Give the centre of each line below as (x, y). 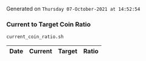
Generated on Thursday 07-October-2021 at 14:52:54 (73, 9)
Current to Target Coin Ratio (49, 24)
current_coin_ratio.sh (35, 37)
